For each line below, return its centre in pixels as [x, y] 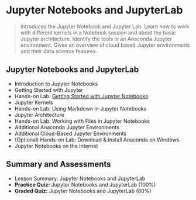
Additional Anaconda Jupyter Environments [67, 127]
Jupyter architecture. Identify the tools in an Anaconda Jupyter [96, 39]
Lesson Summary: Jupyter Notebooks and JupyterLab [80, 178]
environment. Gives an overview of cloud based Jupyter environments [105, 45]
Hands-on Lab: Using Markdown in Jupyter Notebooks [80, 108]
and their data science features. [59, 51]
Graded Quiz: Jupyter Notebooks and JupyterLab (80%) [83, 191]
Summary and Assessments [59, 164]
